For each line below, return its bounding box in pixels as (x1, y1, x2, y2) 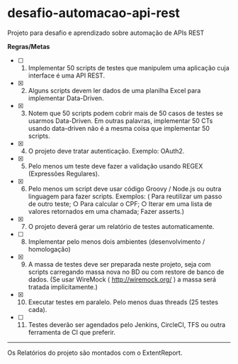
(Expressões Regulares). (28, 169, 101, 178)
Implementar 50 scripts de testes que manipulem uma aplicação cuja (28, 63, 230, 72)
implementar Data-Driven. (28, 94, 104, 102)
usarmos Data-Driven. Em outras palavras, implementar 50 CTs (28, 116, 213, 125)
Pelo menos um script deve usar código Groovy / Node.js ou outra (28, 184, 222, 193)
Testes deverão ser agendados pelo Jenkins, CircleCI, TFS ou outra (28, 320, 226, 328)
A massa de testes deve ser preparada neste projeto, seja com (28, 259, 211, 268)
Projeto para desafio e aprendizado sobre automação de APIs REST (7, 28, 205, 37)
